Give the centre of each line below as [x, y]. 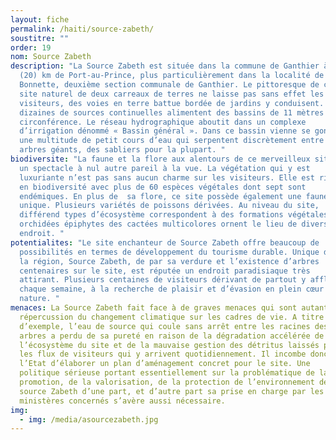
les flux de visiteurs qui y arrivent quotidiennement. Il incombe [163, 354]
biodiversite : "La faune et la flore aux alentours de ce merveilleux [160, 159]
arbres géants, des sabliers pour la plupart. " [122, 150]
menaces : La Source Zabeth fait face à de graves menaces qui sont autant [169, 308]
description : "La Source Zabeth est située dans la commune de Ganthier [165, 66]
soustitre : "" [40, 38]
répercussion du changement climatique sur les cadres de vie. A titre [172, 317]
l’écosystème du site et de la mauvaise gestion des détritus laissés [169, 345]
